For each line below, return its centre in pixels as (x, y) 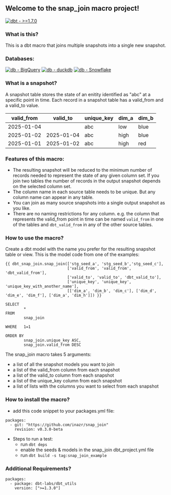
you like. (22, 208)
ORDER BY (15, 336)
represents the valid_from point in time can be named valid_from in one (88, 219)
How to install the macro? (38, 399)
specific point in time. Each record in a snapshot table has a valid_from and (84, 100)
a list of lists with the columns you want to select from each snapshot (85, 386)
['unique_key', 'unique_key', (99, 282)
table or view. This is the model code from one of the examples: (72, 254)
